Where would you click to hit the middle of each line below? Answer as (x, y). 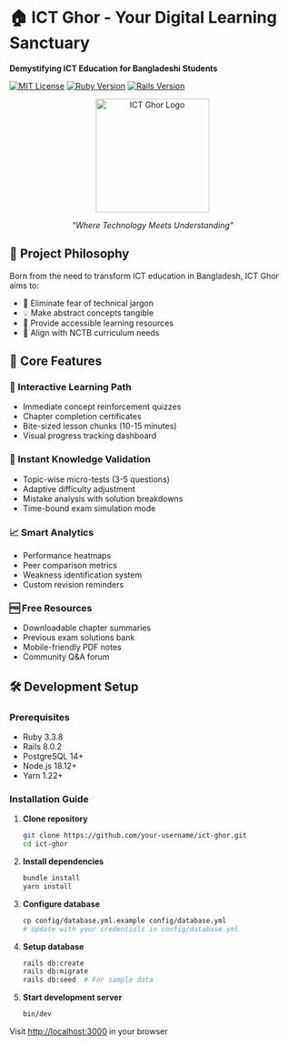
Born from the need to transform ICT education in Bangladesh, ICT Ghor (144, 276)
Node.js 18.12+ (50, 766)
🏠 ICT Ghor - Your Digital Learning (143, 18)
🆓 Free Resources (51, 608)
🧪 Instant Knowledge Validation (80, 459)
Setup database (53, 946)
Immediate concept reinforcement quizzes (102, 407)
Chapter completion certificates (82, 417)
